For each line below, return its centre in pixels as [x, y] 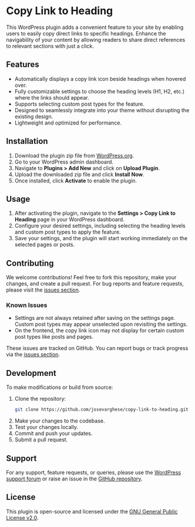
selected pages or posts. [45, 245]
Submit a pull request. [41, 440]
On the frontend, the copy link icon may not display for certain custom [99, 330]
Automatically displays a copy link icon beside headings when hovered [100, 78]
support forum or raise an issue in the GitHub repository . [74, 479]
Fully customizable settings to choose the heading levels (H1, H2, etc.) [100, 91]
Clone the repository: [40, 399]
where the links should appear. [52, 97]
